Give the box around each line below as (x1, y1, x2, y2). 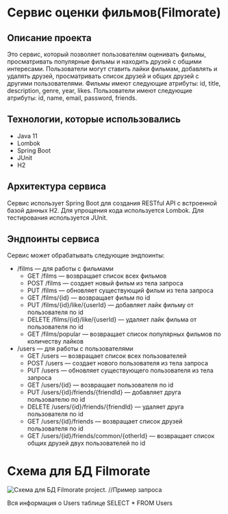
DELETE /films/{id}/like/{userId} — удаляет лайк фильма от (27, 316, 197, 324)
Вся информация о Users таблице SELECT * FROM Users (7, 499, 173, 507)
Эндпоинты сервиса (7, 233, 100, 245)
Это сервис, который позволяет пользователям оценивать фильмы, (7, 50, 207, 58)
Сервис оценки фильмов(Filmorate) (7, 5, 221, 21)
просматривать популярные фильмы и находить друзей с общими (7, 57, 202, 66)
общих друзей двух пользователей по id (27, 439, 146, 448)
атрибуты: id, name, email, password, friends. (7, 94, 138, 102)
